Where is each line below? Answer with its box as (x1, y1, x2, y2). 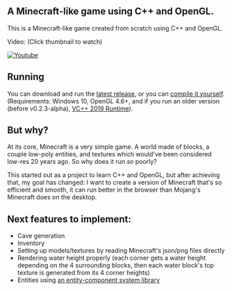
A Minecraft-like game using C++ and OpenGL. (7, 6, 214, 17)
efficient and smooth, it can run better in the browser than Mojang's (7, 185, 201, 194)
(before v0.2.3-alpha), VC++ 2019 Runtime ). (7, 104, 133, 113)
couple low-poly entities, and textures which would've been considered (7, 150, 212, 158)
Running (7, 71, 45, 83)
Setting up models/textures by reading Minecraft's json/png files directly (17, 247, 225, 255)
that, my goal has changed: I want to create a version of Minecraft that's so (7, 178, 222, 187)
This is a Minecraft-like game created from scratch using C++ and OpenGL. (7, 24, 224, 32)
